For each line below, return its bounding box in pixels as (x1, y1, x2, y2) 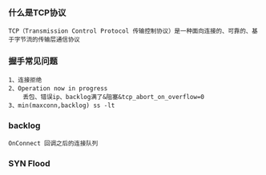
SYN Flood (8, 157, 50, 169)
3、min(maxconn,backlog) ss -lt (8, 101, 115, 109)
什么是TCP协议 (8, 6, 66, 18)
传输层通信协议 (38, 36, 80, 44)
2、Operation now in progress (8, 84, 108, 93)
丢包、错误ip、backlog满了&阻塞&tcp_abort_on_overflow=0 (22, 93, 204, 101)
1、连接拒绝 (8, 76, 42, 84)
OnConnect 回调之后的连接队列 (8, 139, 99, 147)
